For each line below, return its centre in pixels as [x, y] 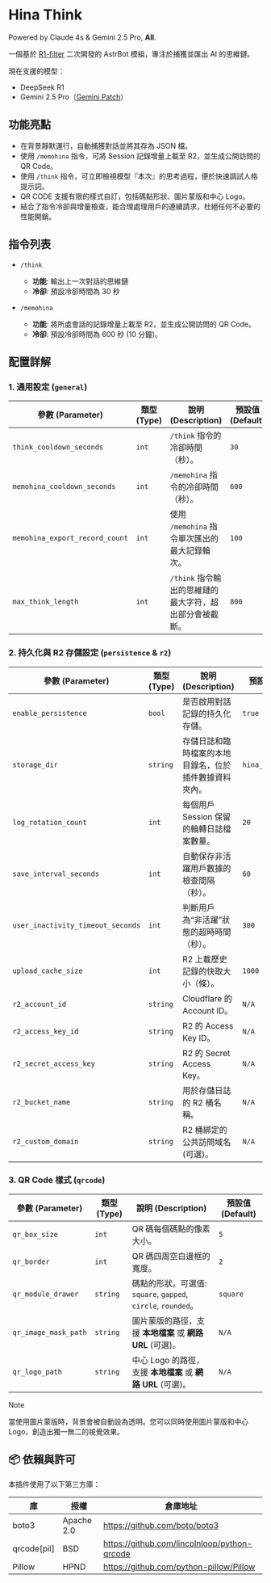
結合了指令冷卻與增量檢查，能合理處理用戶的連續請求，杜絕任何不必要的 [140, 206]
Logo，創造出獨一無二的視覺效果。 [67, 1431]
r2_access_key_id [46, 1031]
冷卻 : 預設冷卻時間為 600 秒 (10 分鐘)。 [97, 334]
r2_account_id [40, 1004]
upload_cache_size [48, 970]
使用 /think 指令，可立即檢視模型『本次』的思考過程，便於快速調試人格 [139, 176]
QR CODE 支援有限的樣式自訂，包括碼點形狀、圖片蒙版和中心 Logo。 [135, 196]
